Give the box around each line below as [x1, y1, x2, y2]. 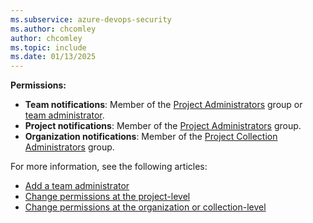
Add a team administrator [24, 180, 130, 192]
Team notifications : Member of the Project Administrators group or [24, 99, 303, 111]
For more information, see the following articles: [10, 161, 208, 173]
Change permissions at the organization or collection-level [24, 201, 267, 213]
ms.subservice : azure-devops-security [10, 14, 172, 25]
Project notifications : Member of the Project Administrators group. [24, 120, 302, 132]
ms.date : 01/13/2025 [10, 52, 97, 62]
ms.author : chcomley [10, 24, 97, 34]
